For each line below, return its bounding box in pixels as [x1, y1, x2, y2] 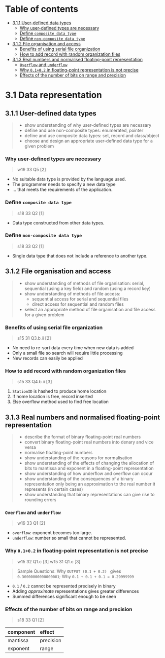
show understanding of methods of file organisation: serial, [24, 280, 144, 286]
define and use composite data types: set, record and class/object [24, 132, 160, 139]
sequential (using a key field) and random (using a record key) [24, 285, 151, 292]
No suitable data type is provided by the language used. [12, 176, 126, 182]
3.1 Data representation [5, 90, 102, 101]
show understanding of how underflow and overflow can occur [24, 471, 153, 476]
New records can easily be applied [12, 355, 83, 361]
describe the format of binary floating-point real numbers [24, 434, 141, 440]
